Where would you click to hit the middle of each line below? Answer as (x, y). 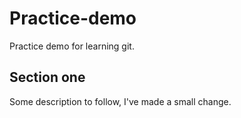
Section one (47, 77)
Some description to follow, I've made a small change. (120, 101)
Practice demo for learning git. (72, 46)
